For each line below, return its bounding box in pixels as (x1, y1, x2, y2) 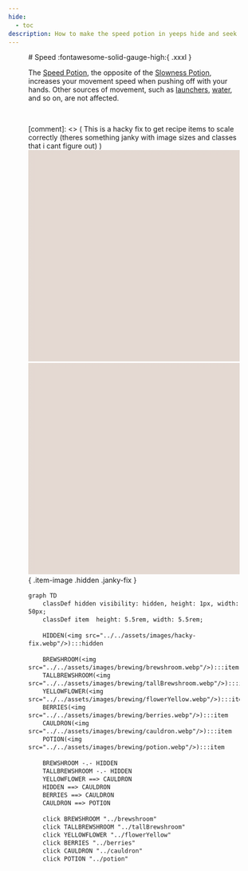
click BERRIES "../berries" (42, 839, 136, 847)
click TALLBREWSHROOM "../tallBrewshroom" (42, 823, 186, 831)
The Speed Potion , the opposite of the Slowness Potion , (28, 68, 212, 77)
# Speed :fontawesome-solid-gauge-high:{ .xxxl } (28, 53, 192, 62)
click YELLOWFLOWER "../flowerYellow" (42, 831, 171, 839)
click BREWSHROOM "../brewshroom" (42, 815, 157, 823)
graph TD (28, 592, 57, 600)
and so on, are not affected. (28, 93, 120, 103)
